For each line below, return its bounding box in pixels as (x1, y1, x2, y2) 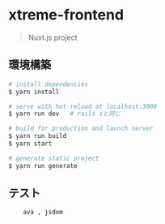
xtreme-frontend (8, 6, 124, 24)
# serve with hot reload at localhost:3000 (8, 102, 158, 110)
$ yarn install (8, 88, 60, 96)
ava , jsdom (23, 209, 63, 217)
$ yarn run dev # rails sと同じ (8, 110, 121, 118)
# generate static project (8, 154, 99, 162)
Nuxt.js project (27, 32, 78, 42)
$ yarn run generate (8, 162, 78, 170)
